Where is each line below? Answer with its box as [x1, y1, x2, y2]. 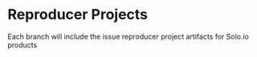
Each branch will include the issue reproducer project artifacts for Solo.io [7, 32, 250, 41]
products [7, 40, 38, 49]
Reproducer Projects [7, 6, 149, 24]
